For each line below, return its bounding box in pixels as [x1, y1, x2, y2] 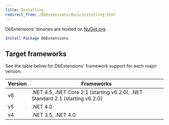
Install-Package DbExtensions [5, 36, 69, 41]
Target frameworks [5, 49, 67, 58]
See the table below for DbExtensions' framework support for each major [5, 63, 157, 69]
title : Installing [5, 7, 44, 13]
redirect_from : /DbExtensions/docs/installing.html [5, 12, 116, 17]
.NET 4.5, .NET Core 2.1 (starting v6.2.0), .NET [32, 89, 143, 96]
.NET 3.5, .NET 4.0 [32, 111, 76, 118]
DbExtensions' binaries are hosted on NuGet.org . [5, 26, 107, 32]
